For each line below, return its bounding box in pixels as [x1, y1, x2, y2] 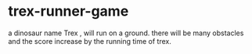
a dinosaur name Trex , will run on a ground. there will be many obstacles [8, 28, 244, 38]
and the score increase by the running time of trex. [8, 36, 172, 45]
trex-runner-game [8, 2, 129, 20]
